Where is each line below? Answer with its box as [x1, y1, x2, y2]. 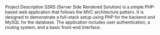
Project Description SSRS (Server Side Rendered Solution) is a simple [5, 4, 144, 10]
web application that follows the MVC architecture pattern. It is [18, 9, 144, 15]
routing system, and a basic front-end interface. [5, 24, 101, 30]
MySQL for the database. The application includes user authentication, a [5, 19, 150, 25]
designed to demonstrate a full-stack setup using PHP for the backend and [5, 14, 156, 20]
